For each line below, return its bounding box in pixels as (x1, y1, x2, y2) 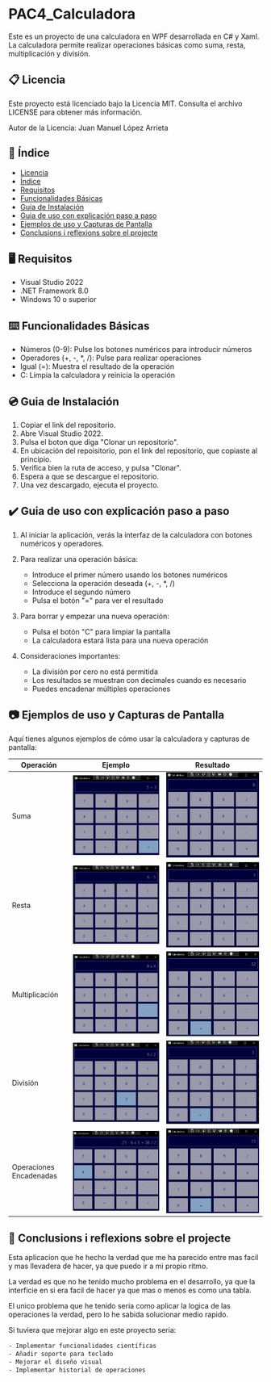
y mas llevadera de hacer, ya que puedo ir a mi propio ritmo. (8, 1261, 208, 1271)
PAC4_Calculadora (8, 5, 135, 23)
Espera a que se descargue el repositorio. (19, 471, 160, 481)
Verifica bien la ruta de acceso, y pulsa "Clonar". (19, 463, 181, 472)
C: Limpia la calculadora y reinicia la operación (19, 371, 176, 380)
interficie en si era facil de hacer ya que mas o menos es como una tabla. (8, 1285, 252, 1296)
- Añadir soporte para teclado (8, 1350, 114, 1359)
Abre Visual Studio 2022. (19, 429, 103, 438)
